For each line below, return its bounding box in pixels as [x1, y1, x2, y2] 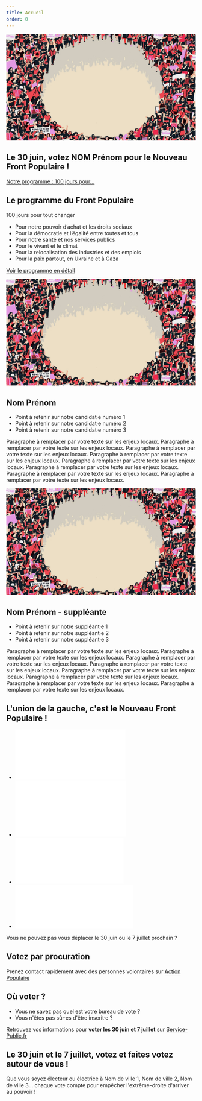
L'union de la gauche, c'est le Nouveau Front [6, 703, 176, 714]
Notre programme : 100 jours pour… [6, 178, 95, 185]
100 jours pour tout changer [6, 211, 75, 218]
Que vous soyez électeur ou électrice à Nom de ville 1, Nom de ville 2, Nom [6, 1075, 192, 1082]
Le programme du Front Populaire [6, 195, 134, 206]
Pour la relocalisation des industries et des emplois [14, 248, 141, 256]
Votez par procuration [6, 951, 90, 962]
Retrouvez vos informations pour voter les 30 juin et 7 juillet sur [6, 1026, 165, 1033]
